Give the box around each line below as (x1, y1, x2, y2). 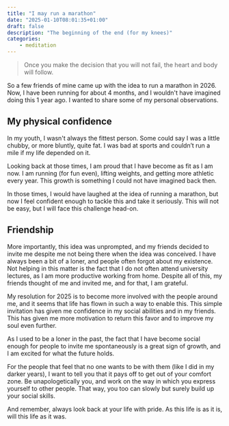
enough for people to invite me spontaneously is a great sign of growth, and (7, 342, 221, 350)
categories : (7, 36, 41, 43)
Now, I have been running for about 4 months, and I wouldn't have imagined (7, 88, 221, 97)
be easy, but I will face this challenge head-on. (7, 204, 139, 213)
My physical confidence (7, 116, 113, 128)
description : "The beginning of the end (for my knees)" (7, 29, 173, 36)
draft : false (7, 23, 44, 29)
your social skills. (7, 392, 56, 400)
